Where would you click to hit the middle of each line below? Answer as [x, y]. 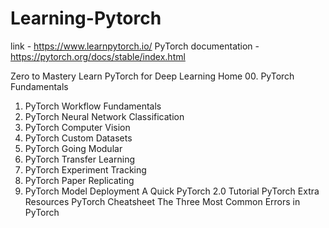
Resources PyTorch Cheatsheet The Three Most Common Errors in [162, 201]
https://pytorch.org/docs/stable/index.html [98, 56]
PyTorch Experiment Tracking [85, 169]
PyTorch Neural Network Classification [104, 116]
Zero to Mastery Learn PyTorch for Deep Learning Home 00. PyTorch [152, 76]
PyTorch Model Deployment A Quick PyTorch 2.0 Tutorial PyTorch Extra [172, 191]
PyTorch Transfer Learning [79, 159]
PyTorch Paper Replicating [79, 180]
